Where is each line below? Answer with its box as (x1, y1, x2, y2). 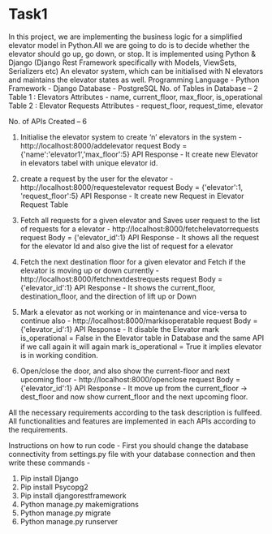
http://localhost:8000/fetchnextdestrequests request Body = (19, 273, 223, 284)
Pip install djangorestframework (19, 490, 127, 500)
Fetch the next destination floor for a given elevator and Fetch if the (19, 256, 246, 266)
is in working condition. (19, 350, 99, 360)
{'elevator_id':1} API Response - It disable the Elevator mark (19, 324, 219, 334)
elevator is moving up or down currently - (19, 265, 160, 275)
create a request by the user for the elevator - (19, 174, 174, 183)
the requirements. (8, 424, 68, 434)
